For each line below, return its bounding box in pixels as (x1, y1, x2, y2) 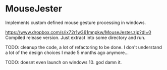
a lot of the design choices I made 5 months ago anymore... (5, 49, 129, 55)
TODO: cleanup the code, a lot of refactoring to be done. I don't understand (5, 44, 162, 50)
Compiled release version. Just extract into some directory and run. (5, 34, 146, 40)
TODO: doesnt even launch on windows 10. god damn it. (5, 59, 122, 65)
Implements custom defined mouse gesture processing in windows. (5, 19, 146, 25)
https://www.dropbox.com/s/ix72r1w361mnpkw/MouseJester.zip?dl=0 (5, 29, 151, 35)
